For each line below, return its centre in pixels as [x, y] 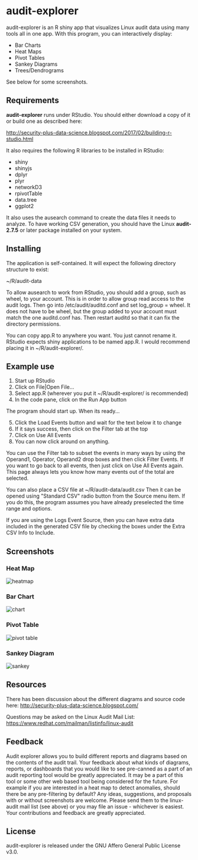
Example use [30, 366]
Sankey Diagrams [36, 64]
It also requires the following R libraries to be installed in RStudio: [85, 150]
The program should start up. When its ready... [63, 411]
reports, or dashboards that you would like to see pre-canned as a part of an [99, 769]
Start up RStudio [35, 381]
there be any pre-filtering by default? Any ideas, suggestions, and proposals [99, 794]
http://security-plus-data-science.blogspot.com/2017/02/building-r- [89, 132]
